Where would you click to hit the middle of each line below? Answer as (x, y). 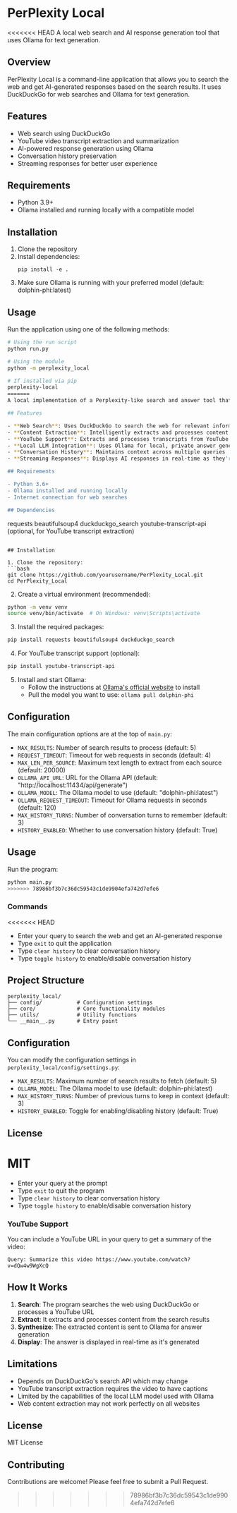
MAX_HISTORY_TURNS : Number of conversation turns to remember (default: (122, 815)
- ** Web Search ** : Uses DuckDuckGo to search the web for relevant (109, 426)
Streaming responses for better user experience (87, 163)
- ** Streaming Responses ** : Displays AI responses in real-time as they (116, 459)
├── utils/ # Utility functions (72, 1015)
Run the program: (33, 869)
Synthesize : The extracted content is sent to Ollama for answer (110, 1327)
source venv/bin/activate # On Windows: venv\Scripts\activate (104, 614)
